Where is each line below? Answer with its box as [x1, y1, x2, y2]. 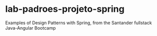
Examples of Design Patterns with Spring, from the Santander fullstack [5, 20, 152, 26]
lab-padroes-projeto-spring [5, 3, 125, 15]
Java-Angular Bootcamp [5, 25, 56, 31]
